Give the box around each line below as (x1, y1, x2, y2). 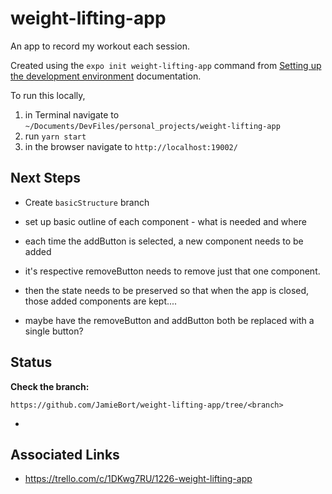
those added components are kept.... (24, 295, 178, 307)
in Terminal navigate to (24, 108, 120, 121)
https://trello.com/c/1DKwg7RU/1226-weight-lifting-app (24, 473, 253, 485)
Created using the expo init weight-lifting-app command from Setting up (10, 59, 322, 71)
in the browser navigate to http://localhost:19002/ (24, 140, 238, 152)
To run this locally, (10, 89, 86, 101)
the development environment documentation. (10, 70, 202, 82)
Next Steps (10, 170, 81, 187)
